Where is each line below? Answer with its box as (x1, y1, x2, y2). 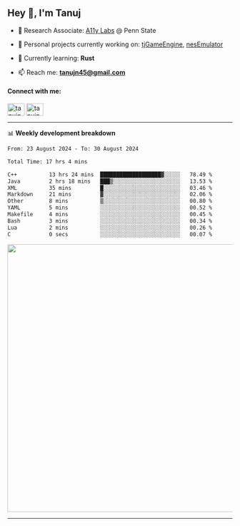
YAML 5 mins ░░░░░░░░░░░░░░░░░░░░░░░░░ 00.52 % (7, 204, 213, 211)
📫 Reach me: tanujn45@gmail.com (17, 68, 126, 76)
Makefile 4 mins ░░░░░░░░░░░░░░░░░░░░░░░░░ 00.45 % (7, 211, 213, 218)
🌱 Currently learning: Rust (17, 54, 95, 62)
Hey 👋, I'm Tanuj (7, 7, 81, 19)
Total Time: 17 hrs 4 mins (7, 158, 88, 165)
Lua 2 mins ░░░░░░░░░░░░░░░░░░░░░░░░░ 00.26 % (7, 224, 213, 231)
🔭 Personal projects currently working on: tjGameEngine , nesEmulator (17, 40, 224, 49)
